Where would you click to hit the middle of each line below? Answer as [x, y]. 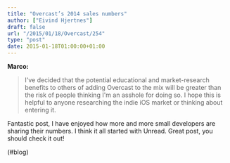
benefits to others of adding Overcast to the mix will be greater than [123, 87]
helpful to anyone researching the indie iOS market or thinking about [123, 102]
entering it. [40, 110]
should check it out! [36, 138]
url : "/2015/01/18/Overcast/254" [56, 33]
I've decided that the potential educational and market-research [117, 80]
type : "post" [26, 40]
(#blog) [18, 152]
